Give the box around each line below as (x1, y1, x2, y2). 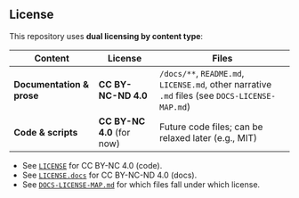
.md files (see (159, 89, 214, 102)
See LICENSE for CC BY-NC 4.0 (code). (21, 160, 163, 170)
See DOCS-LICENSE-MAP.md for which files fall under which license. (21, 178, 261, 190)
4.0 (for (98, 126, 131, 138)
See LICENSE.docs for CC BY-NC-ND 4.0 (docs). (21, 169, 198, 180)
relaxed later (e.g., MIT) (159, 131, 258, 144)
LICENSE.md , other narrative (159, 78, 272, 90)
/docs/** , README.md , (159, 67, 245, 79)
